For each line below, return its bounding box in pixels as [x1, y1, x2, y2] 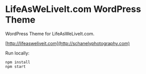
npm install [5, 59, 30, 64]
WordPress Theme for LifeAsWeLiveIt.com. [5, 30, 95, 36]
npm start [5, 64, 26, 69]
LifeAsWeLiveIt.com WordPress [5, 3, 141, 15]
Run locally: [5, 50, 30, 56]
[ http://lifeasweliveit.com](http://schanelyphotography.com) [5, 40, 130, 46]
